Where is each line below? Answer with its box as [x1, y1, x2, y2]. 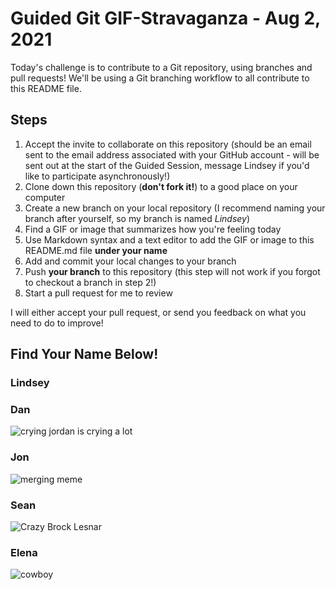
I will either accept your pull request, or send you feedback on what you [10, 306, 307, 318]
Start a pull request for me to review [24, 287, 173, 299]
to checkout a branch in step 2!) [24, 276, 157, 288]
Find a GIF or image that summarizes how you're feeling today [24, 223, 282, 235]
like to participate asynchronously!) [24, 170, 171, 182]
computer [24, 191, 66, 203]
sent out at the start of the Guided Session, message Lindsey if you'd [24, 159, 310, 171]
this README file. [10, 82, 82, 94]
